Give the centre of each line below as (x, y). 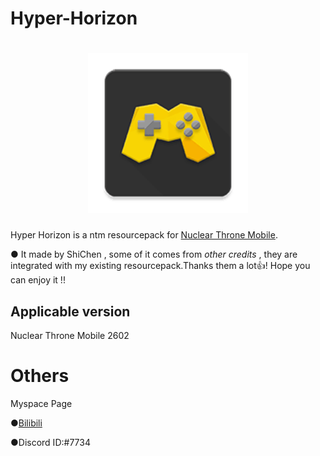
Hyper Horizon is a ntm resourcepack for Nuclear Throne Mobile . (144, 235)
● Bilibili (26, 423)
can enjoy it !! (38, 280)
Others (40, 376)
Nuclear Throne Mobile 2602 (70, 335)
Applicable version (70, 311)
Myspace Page (41, 403)
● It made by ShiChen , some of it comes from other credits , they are (154, 254)
